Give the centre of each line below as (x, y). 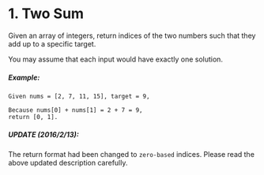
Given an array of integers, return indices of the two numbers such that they (132, 35)
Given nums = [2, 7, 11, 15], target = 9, (79, 96)
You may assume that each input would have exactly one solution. (116, 59)
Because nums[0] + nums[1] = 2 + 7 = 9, (76, 110)
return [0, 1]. (33, 117)
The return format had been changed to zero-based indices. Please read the (132, 154)
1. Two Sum (46, 14)
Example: (24, 77)
